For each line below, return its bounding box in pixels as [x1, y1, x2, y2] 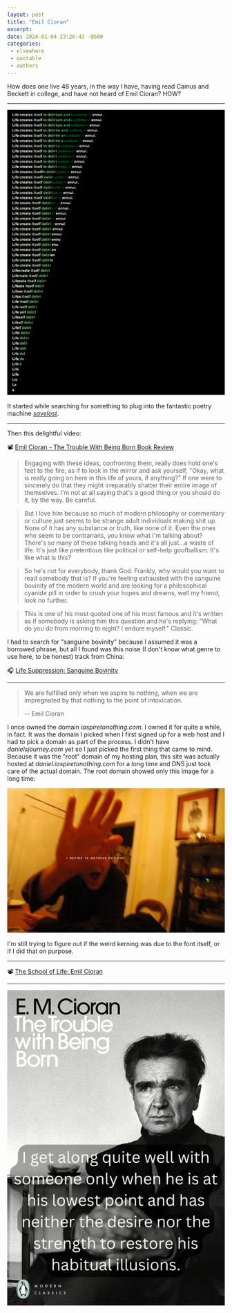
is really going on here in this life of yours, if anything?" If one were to [23, 473, 222, 482]
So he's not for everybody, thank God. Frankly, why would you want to [23, 566, 224, 574]
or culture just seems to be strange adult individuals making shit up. [23, 516, 217, 525]
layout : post [7, 11, 45, 18]
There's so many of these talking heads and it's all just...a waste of [23, 538, 214, 547]
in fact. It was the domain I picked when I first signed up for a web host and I [7, 730, 225, 739]
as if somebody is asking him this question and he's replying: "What [23, 617, 217, 625]
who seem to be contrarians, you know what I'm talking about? [23, 531, 203, 539]
